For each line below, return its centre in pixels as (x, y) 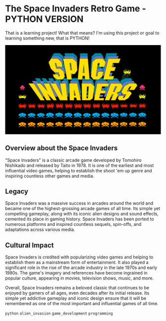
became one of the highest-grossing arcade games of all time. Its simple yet (83, 209)
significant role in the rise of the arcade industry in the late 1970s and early (81, 267)
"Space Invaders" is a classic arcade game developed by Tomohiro (73, 160)
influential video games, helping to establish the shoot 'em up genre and (79, 170)
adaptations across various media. (40, 230)
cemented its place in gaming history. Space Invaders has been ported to (80, 219)
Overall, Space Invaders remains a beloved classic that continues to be (77, 288)
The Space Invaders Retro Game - (76, 9)
